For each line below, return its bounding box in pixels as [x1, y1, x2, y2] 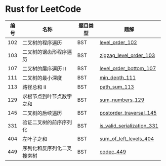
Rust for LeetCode [5, 3, 82, 15]
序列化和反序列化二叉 [22, 145, 72, 152]
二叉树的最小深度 [22, 74, 62, 81]
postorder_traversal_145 [99, 109, 157, 116]
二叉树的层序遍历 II [22, 65, 66, 72]
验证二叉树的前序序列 [22, 119, 72, 125]
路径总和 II [22, 83, 46, 90]
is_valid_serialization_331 [99, 122, 159, 129]
